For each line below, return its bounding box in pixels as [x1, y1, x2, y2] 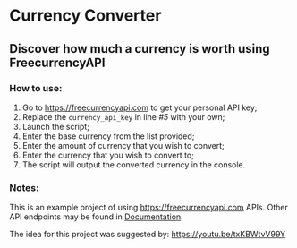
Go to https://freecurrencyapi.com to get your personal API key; [21, 102, 258, 113]
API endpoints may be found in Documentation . [9, 211, 183, 222]
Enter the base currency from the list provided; [21, 131, 195, 141]
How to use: [9, 81, 63, 94]
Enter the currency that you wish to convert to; [21, 150, 194, 160]
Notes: [9, 181, 39, 193]
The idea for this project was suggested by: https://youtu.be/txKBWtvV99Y [9, 229, 286, 240]
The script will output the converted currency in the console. [21, 158, 246, 170]
